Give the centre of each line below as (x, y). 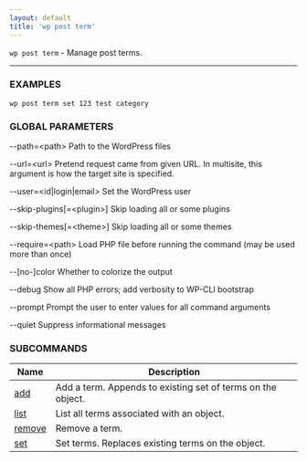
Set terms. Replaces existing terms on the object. (160, 444)
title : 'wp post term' (53, 26)
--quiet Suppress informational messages (88, 325)
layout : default (40, 18)
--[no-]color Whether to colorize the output (91, 272)
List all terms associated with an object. (140, 414)
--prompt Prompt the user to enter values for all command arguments (140, 308)
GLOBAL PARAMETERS (62, 126)
